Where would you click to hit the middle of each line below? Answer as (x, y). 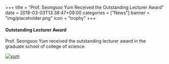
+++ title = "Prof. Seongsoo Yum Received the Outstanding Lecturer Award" (84, 7)
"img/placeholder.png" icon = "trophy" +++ (51, 18)
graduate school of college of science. (46, 46)
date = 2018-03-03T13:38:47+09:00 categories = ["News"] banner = (78, 13)
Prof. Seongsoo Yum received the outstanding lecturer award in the (76, 41)
